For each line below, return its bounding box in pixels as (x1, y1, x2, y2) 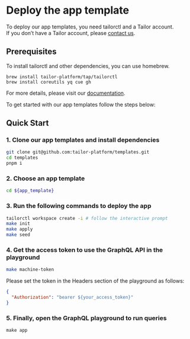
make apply (6, 226, 33, 232)
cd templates (6, 155, 38, 161)
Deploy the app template (6, 4, 129, 17)
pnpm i (6, 161, 22, 167)
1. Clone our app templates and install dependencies (6, 136, 160, 144)
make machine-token (6, 267, 54, 273)
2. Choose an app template (6, 174, 85, 183)
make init (6, 220, 31, 227)
